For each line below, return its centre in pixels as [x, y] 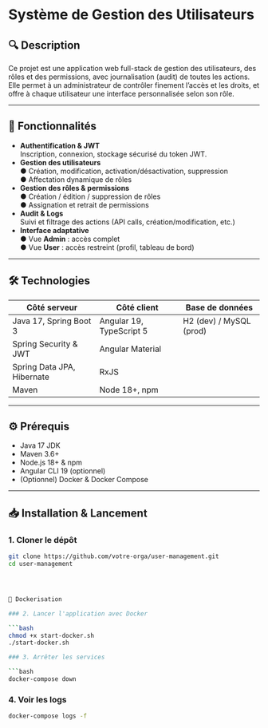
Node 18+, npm [129, 390]
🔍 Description [44, 45]
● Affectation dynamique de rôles [76, 179]
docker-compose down [43, 679]
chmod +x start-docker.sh [51, 635]
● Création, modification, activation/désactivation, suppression [124, 171]
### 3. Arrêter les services [57, 657]
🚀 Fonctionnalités [53, 127]
